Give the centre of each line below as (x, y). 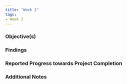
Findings (16, 50)
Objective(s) (20, 36)
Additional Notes (26, 77)
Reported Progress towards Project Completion (64, 63)
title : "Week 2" (22, 10)
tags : (11, 14)
